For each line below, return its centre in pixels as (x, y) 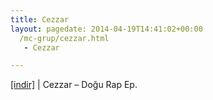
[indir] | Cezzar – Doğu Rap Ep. (74, 85)
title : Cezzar (40, 19)
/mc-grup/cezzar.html (64, 38)
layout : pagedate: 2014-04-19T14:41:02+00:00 (106, 29)
